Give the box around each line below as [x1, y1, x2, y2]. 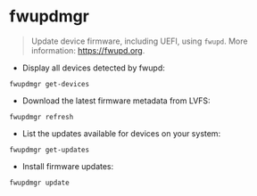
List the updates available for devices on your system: [21, 127, 221, 139]
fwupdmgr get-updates [9, 145, 90, 154]
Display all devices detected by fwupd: [21, 62, 165, 73]
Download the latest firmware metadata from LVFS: [21, 95, 211, 106]
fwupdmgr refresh [9, 112, 74, 121]
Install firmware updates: [21, 160, 114, 171]
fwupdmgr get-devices [9, 79, 90, 88]
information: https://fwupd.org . [30, 45, 145, 55]
